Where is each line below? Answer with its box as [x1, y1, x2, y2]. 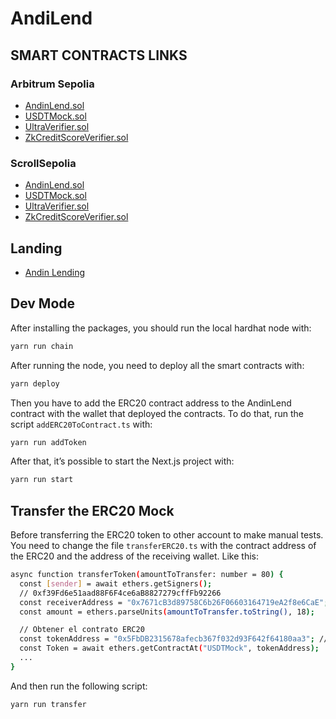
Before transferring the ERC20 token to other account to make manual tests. [10, 529, 324, 541]
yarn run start [10, 475, 74, 485]
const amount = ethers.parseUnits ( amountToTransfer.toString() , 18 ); [19, 607, 315, 617]
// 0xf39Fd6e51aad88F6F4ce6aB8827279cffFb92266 [19, 588, 222, 598]
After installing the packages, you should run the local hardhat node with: [10, 322, 312, 334]
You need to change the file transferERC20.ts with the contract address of [10, 540, 317, 552]
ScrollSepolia [10, 156, 77, 170]
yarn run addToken [10, 437, 87, 447]
